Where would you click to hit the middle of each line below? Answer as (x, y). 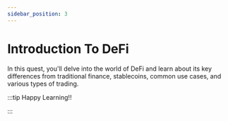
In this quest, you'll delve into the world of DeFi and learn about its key (110, 69)
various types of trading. (43, 83)
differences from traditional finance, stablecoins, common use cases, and (114, 76)
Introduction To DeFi (68, 48)
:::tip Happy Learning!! (40, 97)
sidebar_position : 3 (38, 14)
